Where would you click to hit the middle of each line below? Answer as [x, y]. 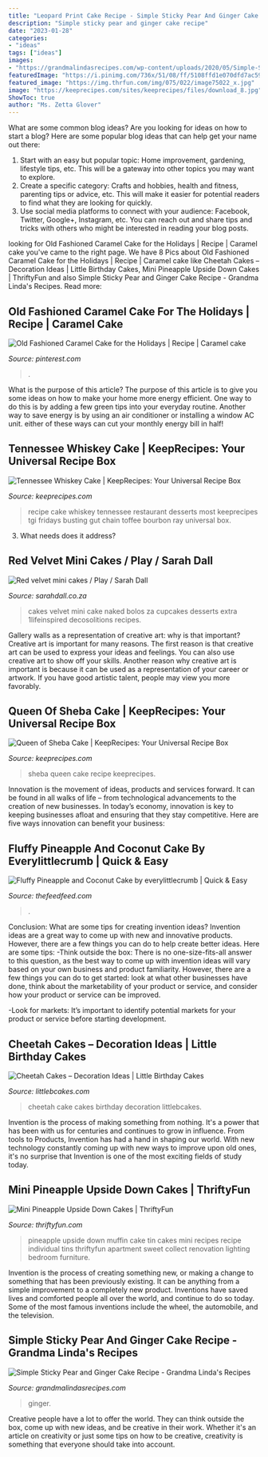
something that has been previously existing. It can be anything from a [124, 1281]
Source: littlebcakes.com [49, 1091]
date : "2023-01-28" [41, 30]
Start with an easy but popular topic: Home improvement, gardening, [132, 160]
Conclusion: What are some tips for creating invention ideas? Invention [124, 927]
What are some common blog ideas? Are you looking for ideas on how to [128, 128]
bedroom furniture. [59, 1257]
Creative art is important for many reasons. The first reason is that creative [131, 643]
